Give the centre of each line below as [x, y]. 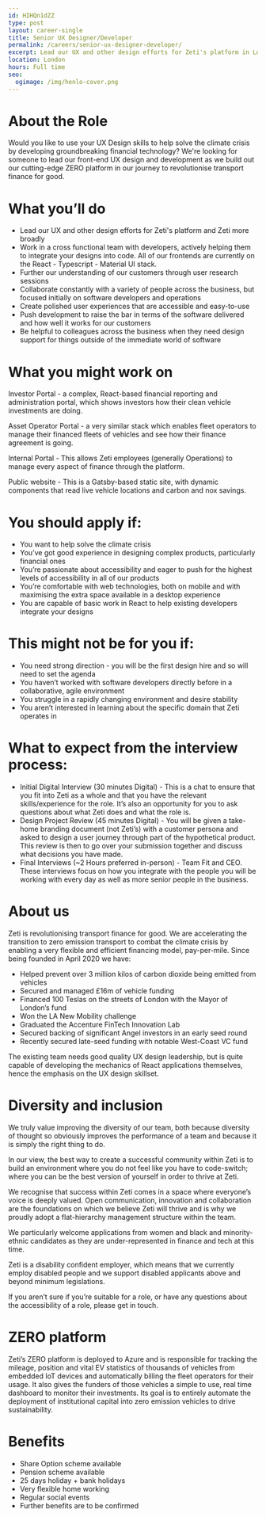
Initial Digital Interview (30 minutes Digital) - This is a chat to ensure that [137, 787]
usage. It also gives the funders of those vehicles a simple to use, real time [130, 1384]
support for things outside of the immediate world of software [120, 340]
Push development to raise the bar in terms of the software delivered [132, 314]
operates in [38, 716]
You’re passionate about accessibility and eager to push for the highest [136, 570]
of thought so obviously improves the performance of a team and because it [133, 1136]
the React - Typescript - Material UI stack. [88, 264]
